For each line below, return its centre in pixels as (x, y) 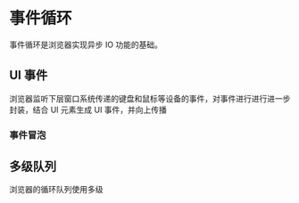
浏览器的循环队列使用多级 (56, 190)
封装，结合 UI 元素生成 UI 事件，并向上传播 (88, 110)
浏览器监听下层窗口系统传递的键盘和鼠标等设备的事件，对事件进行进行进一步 (150, 98)
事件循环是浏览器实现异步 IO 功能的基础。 (86, 45)
